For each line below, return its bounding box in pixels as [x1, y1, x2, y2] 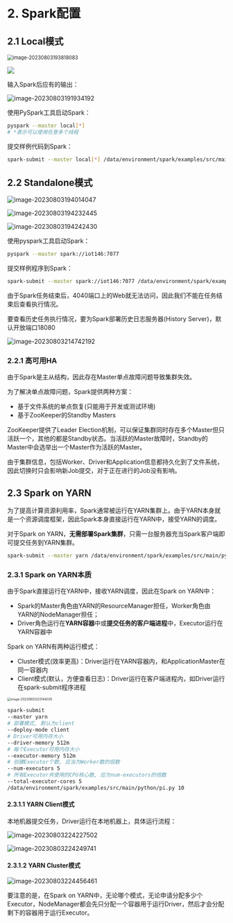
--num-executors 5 [7, 765, 60, 773]
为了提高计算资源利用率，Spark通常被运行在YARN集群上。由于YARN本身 [7, 506, 215, 515]
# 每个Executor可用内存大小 [7, 745, 80, 752]
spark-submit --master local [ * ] [7, 156, 101, 163]
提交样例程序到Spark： [7, 264, 73, 273]
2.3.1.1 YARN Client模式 [7, 800, 75, 809]
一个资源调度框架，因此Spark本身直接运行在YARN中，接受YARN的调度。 [12, 515, 221, 524]
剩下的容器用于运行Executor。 [7, 908, 94, 917]
